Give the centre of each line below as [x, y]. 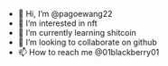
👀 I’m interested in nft [57, 23]
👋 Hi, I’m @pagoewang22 [65, 14]
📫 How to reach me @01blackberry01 [89, 52]
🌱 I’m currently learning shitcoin [77, 33]
